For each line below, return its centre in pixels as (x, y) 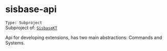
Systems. (15, 43)
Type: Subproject (24, 23)
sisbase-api (31, 9)
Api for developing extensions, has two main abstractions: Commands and (84, 37)
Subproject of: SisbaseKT (31, 28)
